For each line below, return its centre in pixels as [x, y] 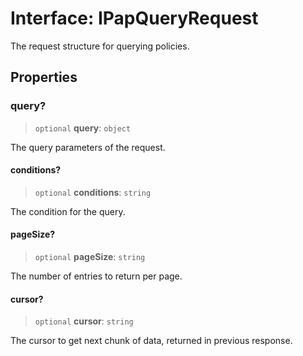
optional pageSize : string [90, 257]
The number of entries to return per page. [96, 276]
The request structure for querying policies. [100, 46]
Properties [44, 77]
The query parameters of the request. [88, 147]
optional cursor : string [84, 321]
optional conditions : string [93, 192]
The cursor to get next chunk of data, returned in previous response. [151, 341]
